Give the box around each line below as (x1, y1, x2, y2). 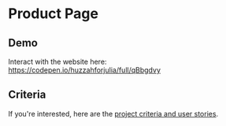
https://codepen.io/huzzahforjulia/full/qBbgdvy (8, 65, 161, 75)
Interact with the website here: (8, 57, 107, 66)
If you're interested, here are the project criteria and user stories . (8, 109, 219, 118)
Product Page (8, 5, 98, 23)
